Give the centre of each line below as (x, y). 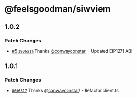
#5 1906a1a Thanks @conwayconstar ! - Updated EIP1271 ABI (72, 51)
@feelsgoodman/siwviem (58, 9)
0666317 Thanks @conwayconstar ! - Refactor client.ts (65, 90)
